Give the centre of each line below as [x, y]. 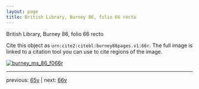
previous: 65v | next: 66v [37, 80]
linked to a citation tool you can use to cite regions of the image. [84, 51]
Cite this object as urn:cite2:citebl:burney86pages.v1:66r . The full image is [99, 45]
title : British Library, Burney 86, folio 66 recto [71, 17]
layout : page [22, 11]
